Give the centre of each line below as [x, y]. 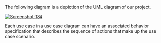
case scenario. [20, 36]
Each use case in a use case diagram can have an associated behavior [77, 26]
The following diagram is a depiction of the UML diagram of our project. [78, 7]
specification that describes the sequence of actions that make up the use [81, 31]
